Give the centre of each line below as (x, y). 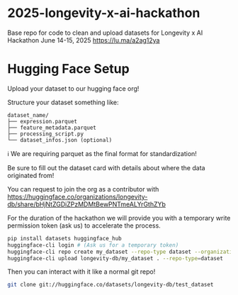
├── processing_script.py (45, 134)
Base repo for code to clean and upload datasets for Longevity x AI (105, 33)
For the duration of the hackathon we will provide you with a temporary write (119, 218)
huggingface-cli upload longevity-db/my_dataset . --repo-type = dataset (115, 258)
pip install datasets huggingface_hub (64, 238)
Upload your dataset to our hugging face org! (73, 88)
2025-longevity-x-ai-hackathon (104, 13)
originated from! (31, 175)
